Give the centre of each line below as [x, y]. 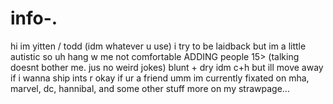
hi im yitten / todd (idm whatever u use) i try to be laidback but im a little [158, 46]
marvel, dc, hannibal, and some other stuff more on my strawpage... [150, 88]
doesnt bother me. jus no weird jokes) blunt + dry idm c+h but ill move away [167, 67]
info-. [34, 18]
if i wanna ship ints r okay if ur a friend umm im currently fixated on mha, [160, 78]
